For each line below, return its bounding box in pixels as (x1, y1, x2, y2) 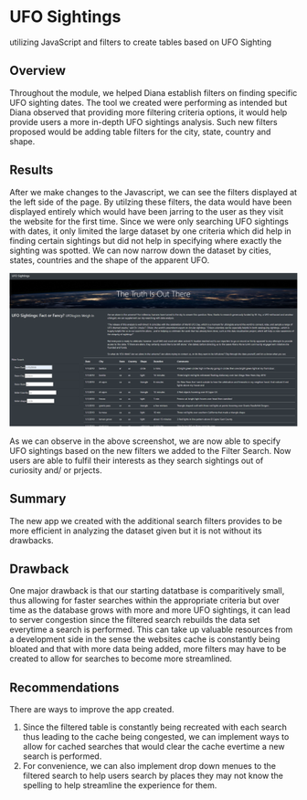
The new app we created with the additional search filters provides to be (9, 515, 283, 526)
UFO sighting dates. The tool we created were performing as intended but (9, 97, 288, 108)
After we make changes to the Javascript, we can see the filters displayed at (9, 186, 298, 197)
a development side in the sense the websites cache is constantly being (9, 634, 281, 645)
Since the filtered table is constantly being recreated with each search (22, 721, 288, 732)
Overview (9, 63, 67, 79)
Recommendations (9, 679, 120, 695)
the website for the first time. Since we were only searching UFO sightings (9, 216, 290, 226)
